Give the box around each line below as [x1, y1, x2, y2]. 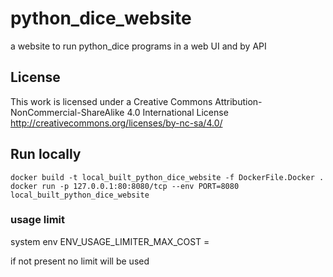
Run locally [10, 146, 82, 163]
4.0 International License [126, 106, 229, 118]
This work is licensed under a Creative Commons [10, 95, 213, 107]
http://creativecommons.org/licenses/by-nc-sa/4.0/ [10, 117, 223, 129]
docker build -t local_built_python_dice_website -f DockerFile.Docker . [10, 172, 325, 182]
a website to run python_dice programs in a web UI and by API [10, 40, 267, 52]
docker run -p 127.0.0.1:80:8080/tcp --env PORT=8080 [10, 181, 240, 191]
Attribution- [214, 95, 263, 107]
